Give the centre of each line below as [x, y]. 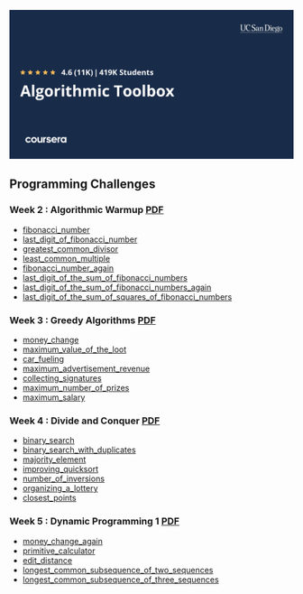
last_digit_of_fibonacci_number [80, 239]
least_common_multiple [66, 258]
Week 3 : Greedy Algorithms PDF [83, 320]
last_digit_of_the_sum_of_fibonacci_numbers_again [117, 287]
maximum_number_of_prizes [76, 388]
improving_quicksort [60, 469]
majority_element [54, 459]
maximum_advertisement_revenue [86, 369]
